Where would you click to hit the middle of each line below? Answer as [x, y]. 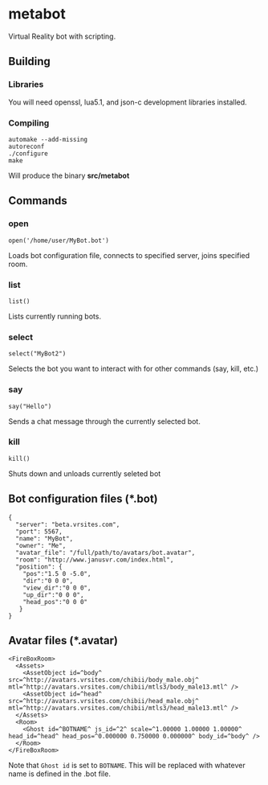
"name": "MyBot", [45, 538]
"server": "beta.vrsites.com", [68, 524]
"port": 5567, [39, 532]
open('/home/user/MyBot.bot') [59, 240]
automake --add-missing [48, 139]
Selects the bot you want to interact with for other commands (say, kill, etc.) [134, 369]
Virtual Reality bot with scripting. [62, 36]
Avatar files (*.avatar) [63, 641]
